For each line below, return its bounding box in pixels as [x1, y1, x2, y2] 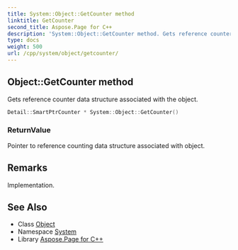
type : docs [7, 37, 40, 44]
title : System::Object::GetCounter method [7, 10, 135, 18]
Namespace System [17, 227, 76, 236]
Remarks [7, 162, 48, 174]
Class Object [17, 220, 55, 229]
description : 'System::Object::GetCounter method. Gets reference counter [7, 30, 233, 38]
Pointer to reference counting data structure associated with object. [7, 141, 205, 149]
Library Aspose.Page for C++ [17, 235, 104, 244]
